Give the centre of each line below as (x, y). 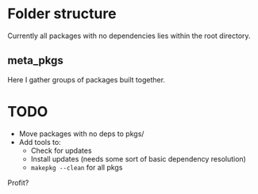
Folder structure (62, 14)
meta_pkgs (36, 61)
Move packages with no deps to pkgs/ (81, 133)
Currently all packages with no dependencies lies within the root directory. (129, 36)
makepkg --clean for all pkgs (77, 167)
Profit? (18, 182)
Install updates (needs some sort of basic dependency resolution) (139, 158)
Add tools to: (40, 142)
